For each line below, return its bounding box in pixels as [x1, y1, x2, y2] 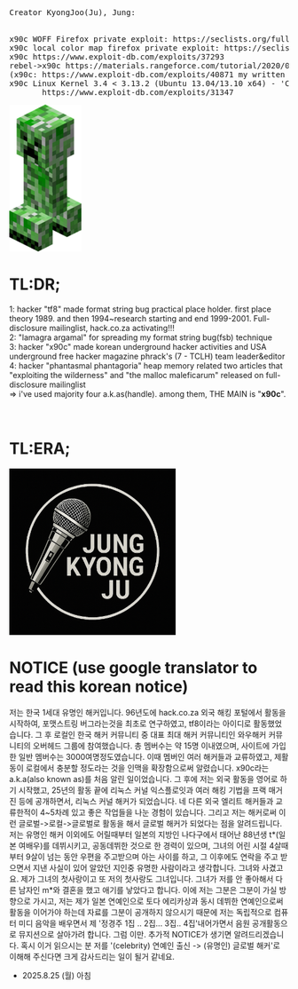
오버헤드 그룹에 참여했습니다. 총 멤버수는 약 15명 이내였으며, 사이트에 [32, 740, 271, 751]
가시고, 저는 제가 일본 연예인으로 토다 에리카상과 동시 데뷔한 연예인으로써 [32, 896, 284, 906]
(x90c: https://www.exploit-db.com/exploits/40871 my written [9, 70, 286, 79]
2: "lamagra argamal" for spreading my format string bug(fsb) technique [9, 332, 273, 343]
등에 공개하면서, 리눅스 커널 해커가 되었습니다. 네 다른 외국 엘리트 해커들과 [18, 795, 274, 806]
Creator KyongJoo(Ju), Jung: [9, 8, 136, 17]
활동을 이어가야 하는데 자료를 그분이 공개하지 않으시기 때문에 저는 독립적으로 [9, 906, 272, 917]
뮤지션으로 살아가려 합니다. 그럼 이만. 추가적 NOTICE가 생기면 [18, 929, 232, 939]
